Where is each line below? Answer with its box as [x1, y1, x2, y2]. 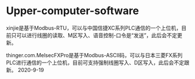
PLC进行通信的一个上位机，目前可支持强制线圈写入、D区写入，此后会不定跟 [6, 59, 190, 66]
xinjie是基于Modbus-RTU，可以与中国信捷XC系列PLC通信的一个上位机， [6, 24, 181, 31]
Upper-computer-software [6, 4, 139, 18]
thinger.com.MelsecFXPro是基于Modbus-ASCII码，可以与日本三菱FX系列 [6, 51, 183, 58]
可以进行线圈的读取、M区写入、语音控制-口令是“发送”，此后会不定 [16, 31, 177, 39]
